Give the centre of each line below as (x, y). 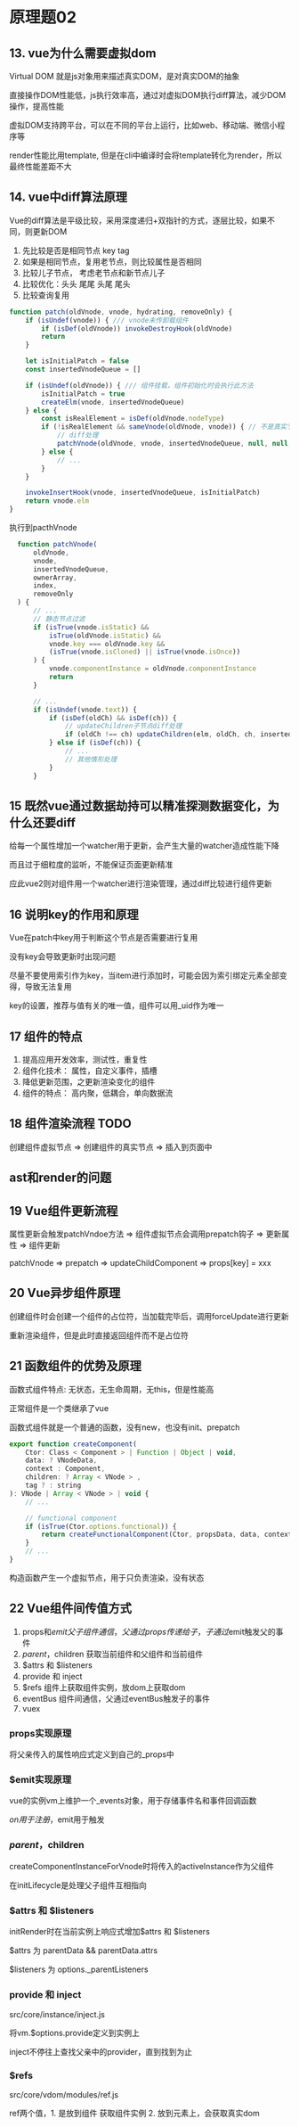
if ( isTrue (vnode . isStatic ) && (91, 627)
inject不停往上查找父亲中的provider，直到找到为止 (101, 2052)
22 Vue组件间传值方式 (70, 1609)
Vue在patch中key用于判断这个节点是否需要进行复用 (104, 938)
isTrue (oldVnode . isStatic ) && (105, 636)
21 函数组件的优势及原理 (76, 1366)
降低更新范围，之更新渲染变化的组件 (89, 1082)
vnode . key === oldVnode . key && (107, 644)
